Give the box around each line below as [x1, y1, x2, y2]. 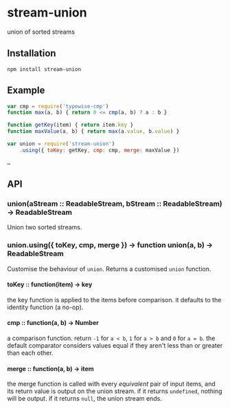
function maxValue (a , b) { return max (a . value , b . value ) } [7, 128, 180, 135]
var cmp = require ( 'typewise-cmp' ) [7, 103, 109, 109]
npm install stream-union [7, 65, 81, 73]
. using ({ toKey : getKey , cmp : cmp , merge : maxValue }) [19, 147, 180, 154]
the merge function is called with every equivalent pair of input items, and [7, 380, 216, 388]
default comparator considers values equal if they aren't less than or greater [7, 342, 223, 350]
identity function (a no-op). [7, 303, 84, 311]
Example [7, 85, 45, 96]
